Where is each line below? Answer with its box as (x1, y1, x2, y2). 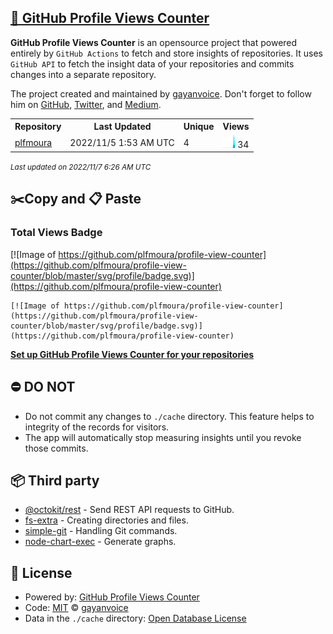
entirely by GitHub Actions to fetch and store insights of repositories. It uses (10, 47, 323, 59)
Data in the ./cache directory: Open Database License (24, 612, 247, 625)
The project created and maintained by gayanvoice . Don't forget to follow (10, 87, 312, 100)
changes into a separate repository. (10, 68, 157, 80)
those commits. (24, 442, 89, 454)
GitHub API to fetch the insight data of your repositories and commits (10, 57, 295, 70)
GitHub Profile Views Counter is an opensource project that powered (10, 36, 298, 48)
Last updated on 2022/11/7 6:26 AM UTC (10, 162, 152, 173)
